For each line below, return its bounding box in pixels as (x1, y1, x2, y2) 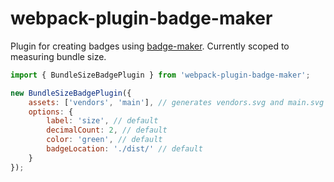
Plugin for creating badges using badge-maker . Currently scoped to (10, 40, 290, 52)
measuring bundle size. (10, 50, 107, 62)
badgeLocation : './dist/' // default (46, 144, 203, 154)
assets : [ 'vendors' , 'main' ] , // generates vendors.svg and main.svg (28, 97, 325, 107)
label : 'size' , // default (46, 116, 159, 126)
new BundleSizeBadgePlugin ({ (10, 88, 132, 98)
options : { (28, 107, 74, 117)
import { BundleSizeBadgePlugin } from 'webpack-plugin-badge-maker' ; (10, 70, 311, 80)
